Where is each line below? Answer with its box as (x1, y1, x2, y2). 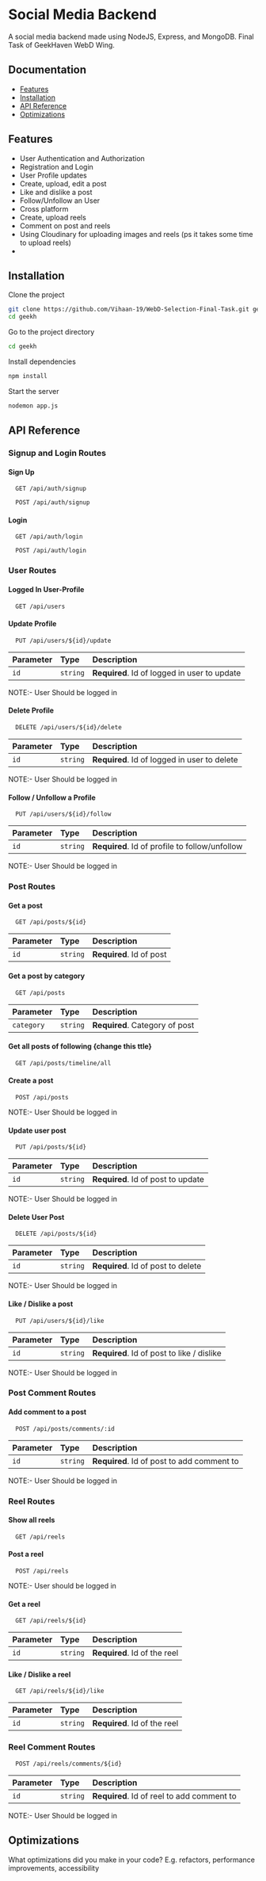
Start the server (8, 386, 59, 396)
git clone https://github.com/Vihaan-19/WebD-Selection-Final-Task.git (8, 305, 249, 314)
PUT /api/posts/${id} (15, 1143, 87, 1151)
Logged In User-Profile (8, 584, 85, 594)
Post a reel (8, 1550, 44, 1559)
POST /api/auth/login (15, 547, 87, 555)
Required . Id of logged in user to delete (92, 755, 239, 765)
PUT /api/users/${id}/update (15, 637, 112, 644)
